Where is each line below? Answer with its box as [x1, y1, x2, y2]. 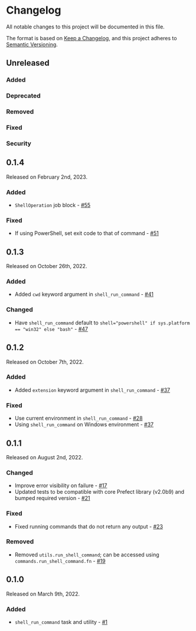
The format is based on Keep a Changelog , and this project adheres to [6, 34, 177, 41]
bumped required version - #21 [14, 495, 90, 502]
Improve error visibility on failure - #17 [14, 482, 107, 489]
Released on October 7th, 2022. [6, 358, 84, 365]
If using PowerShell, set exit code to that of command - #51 [14, 230, 159, 237]
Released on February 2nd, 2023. [6, 173, 87, 181]
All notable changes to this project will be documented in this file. [6, 23, 165, 30]
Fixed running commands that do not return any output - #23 [14, 523, 164, 530]
